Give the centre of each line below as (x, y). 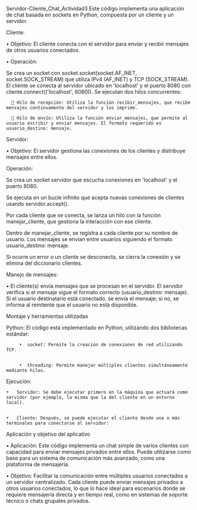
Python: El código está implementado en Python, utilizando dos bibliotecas (97, 328)
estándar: (18, 334)
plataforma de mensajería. (38, 464)
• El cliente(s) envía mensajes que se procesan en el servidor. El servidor (95, 286)
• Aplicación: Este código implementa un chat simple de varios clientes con (98, 445)
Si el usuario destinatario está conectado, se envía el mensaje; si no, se (93, 298)
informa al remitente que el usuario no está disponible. (72, 305)
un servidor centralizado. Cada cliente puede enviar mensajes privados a (95, 482)
